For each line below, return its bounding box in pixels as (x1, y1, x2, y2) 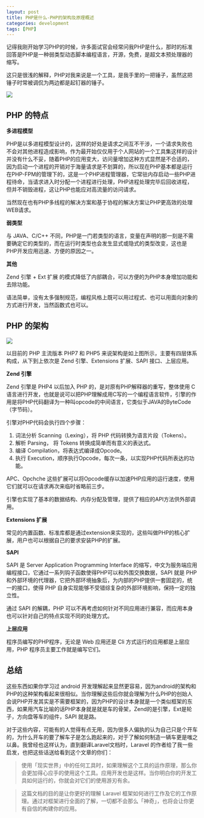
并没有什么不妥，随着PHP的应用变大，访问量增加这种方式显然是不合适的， (6, 156, 193, 163)
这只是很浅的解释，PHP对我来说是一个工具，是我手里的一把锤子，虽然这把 (6, 71, 193, 79)
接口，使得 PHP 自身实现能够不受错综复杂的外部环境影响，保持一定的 (16, 584, 191, 591)
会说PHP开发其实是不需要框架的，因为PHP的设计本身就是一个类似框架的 (6, 698, 188, 705)
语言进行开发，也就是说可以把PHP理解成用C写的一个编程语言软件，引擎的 (6, 390, 191, 398)
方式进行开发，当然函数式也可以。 (6, 302, 92, 309)
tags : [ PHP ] (6, 26, 36, 32)
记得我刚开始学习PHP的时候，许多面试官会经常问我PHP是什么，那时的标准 (6, 43, 193, 50)
